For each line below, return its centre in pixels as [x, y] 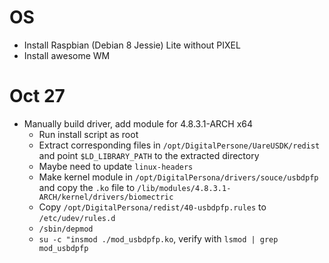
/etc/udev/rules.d [77, 218]
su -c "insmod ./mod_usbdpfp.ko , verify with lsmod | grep [158, 238]
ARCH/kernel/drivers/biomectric [106, 197]
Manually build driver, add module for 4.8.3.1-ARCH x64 [138, 123]
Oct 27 [37, 96]
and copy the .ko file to [87, 187]
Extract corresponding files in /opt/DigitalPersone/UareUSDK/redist [179, 145]
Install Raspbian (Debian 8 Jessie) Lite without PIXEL [132, 45]
